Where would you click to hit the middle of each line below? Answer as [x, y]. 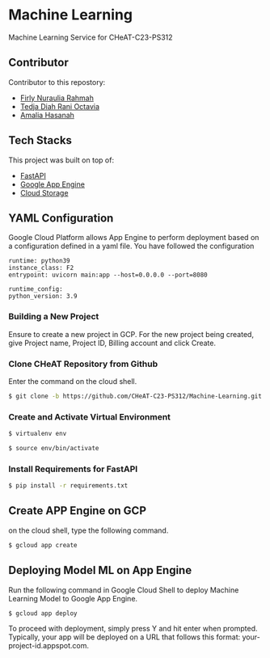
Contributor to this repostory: [57, 82]
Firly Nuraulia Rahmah [57, 98]
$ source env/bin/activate [54, 449]
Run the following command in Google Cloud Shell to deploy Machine [124, 590]
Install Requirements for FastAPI [73, 469]
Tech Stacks [40, 140]
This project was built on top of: [61, 160]
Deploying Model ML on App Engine [100, 570]
